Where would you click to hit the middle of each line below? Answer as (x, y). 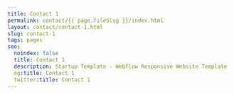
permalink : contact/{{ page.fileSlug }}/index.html (85, 20)
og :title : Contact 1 (44, 73)
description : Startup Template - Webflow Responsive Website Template (121, 66)
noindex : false (36, 54)
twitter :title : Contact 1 (52, 80)
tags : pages (25, 40)
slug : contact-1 (31, 34)
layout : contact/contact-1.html (55, 27)
